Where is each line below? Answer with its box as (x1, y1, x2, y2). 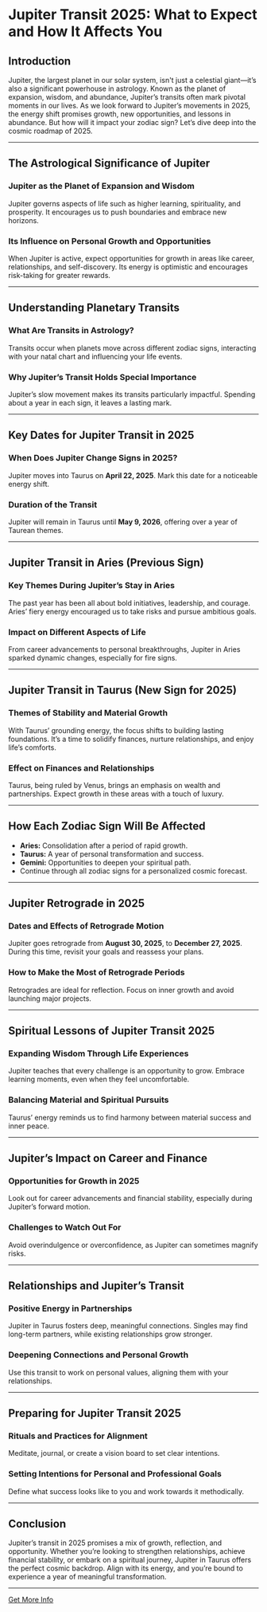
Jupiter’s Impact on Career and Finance (8, 1151, 208, 1165)
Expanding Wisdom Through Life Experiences (8, 1048, 189, 1059)
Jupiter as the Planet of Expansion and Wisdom (8, 181, 195, 192)
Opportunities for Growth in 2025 (8, 1175, 140, 1186)
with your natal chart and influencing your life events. (8, 351, 183, 361)
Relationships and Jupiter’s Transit (8, 1279, 184, 1292)
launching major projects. (8, 994, 91, 1003)
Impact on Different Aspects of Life (8, 626, 146, 637)
